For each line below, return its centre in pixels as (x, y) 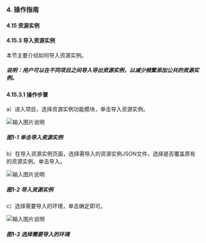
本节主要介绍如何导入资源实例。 (46, 55)
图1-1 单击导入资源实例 (35, 137)
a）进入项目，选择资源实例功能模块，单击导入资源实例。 (77, 109)
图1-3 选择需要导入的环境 (38, 234)
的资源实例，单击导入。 (36, 161)
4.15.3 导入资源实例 (31, 40)
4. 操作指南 (23, 9)
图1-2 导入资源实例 (30, 189)
